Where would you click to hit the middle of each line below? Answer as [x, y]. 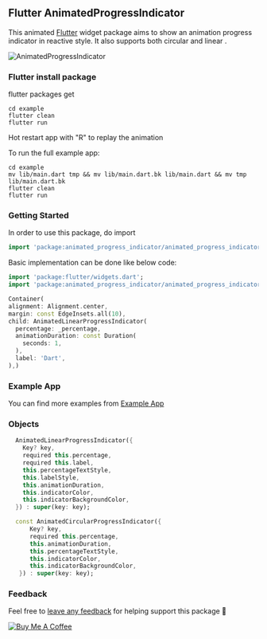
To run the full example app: [54, 153]
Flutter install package [52, 76]
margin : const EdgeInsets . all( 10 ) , [67, 314]
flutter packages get [41, 94]
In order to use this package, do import [72, 233]
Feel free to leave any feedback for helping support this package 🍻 [118, 611]
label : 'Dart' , [41, 359]
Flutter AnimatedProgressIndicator [97, 13]
